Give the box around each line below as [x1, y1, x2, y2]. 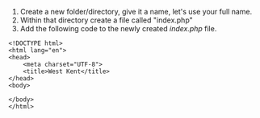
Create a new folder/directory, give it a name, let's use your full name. [19, 7, 253, 16]
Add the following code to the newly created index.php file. [19, 24, 217, 33]
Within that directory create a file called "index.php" [19, 15, 194, 25]
